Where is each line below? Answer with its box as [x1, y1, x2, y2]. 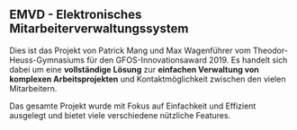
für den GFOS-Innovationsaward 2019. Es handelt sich [86, 54, 288, 65]
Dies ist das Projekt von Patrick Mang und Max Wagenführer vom [9, 45, 251, 56]
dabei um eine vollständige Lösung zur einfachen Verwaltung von [9, 64, 259, 74]
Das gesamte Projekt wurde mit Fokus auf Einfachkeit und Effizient [9, 100, 256, 111]
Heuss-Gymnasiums [9, 54, 85, 65]
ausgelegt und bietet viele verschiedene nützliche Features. [9, 109, 231, 120]
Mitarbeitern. [9, 82, 58, 93]
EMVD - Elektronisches [9, 7, 142, 22]
